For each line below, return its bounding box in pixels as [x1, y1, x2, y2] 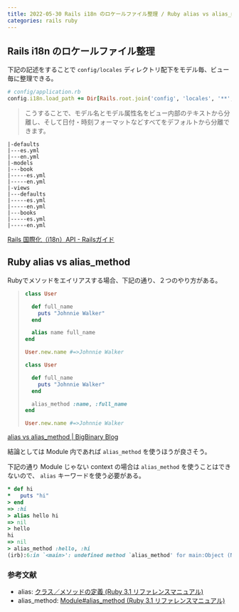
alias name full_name [31, 329, 96, 337]
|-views [7, 184, 31, 192]
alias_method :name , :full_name [31, 400, 127, 408]
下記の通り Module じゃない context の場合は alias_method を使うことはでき [7, 463, 231, 471]
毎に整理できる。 [7, 74, 58, 83]
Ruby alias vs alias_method [7, 256, 131, 268]
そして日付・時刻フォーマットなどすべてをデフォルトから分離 [43, 118, 224, 127]
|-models [7, 159, 33, 167]
